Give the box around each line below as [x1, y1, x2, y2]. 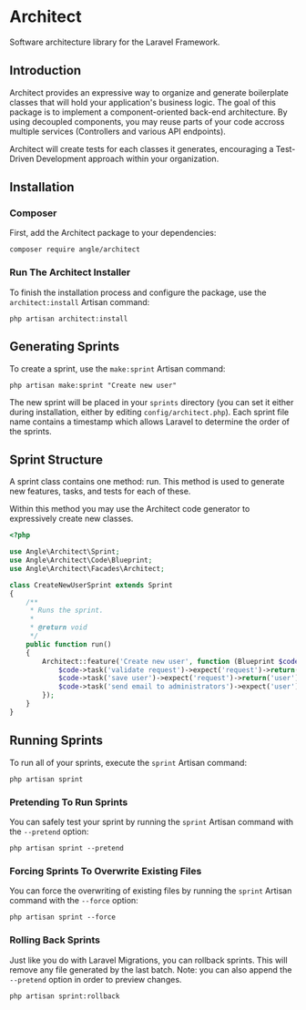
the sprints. [9, 425, 52, 436]
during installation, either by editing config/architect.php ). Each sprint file [9, 406, 290, 417]
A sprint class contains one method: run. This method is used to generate [9, 476, 285, 487]
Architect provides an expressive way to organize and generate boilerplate [9, 87, 289, 97]
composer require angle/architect [9, 245, 141, 254]
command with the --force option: [9, 895, 138, 906]
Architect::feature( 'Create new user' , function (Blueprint [42, 657, 275, 666]
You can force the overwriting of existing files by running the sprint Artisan [9, 885, 292, 896]
